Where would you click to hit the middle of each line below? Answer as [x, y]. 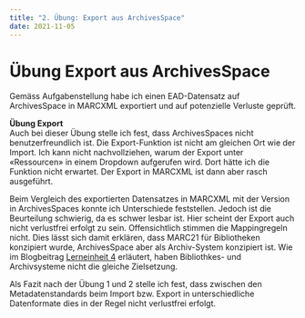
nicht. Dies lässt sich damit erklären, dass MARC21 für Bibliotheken [135, 238]
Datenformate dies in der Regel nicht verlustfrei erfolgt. [113, 303]
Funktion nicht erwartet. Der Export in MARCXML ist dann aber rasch [139, 172]
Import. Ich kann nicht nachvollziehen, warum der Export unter [127, 153]
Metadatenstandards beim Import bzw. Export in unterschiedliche [132, 294]
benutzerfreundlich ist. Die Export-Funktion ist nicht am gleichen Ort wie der [152, 143]
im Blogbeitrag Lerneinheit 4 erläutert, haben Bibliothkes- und [125, 257]
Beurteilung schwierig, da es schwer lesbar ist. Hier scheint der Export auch [152, 218]
